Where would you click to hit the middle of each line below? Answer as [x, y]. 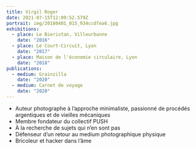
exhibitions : [23, 29]
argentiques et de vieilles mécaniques [63, 115]
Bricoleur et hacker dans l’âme [53, 140]
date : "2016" [34, 40]
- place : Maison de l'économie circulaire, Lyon [75, 57]
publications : [24, 68]
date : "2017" [34, 52]
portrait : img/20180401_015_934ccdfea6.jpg [62, 23]
